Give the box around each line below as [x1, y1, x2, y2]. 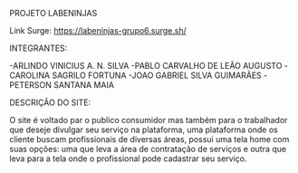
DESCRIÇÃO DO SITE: [9, 97, 91, 108]
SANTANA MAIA [53, 80, 115, 90]
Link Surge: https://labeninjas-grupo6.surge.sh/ [9, 25, 187, 35]
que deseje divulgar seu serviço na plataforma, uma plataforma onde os [9, 124, 278, 135]
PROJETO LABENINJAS [9, 8, 98, 18]
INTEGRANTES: [9, 43, 68, 53]
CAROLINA [9, 70, 51, 81]
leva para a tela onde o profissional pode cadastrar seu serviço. [9, 153, 247, 164]
